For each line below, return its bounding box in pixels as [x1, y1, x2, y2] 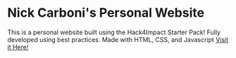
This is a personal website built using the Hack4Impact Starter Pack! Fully [7, 28, 221, 36]
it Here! [7, 43, 29, 51]
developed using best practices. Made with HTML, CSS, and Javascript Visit [7, 35, 229, 43]
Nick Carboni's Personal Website [7, 5, 205, 21]
